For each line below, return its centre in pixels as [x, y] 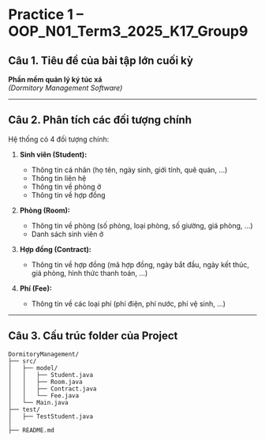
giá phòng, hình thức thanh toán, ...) [90, 273]
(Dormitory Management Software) [65, 88]
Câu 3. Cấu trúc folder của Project [93, 336]
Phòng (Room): [45, 210]
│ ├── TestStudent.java [50, 416]
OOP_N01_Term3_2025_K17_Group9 [128, 31]
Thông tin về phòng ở [66, 187]
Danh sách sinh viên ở [67, 234]
